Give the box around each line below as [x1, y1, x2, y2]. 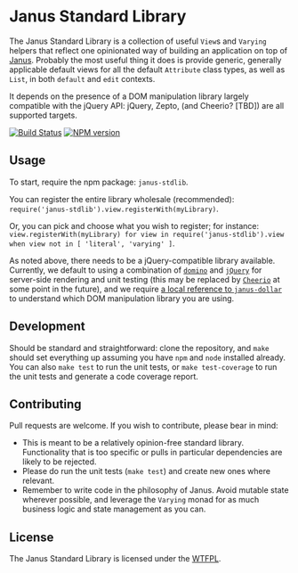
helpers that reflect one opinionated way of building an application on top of [9, 45, 288, 55]
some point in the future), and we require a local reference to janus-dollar [9, 283, 283, 294]
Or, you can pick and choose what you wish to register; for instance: [9, 220, 260, 231]
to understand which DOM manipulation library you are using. [9, 292, 235, 304]
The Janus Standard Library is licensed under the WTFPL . [9, 553, 221, 564]
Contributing [9, 397, 82, 412]
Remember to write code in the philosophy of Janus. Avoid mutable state [21, 485, 289, 495]
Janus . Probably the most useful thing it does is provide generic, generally [9, 54, 282, 65]
